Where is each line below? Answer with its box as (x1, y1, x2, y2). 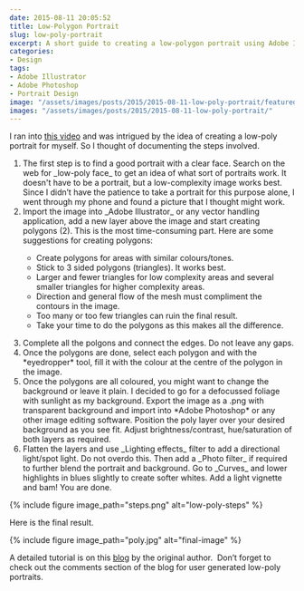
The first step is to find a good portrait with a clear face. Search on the (22, 158, 286, 169)
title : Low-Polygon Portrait (9, 22, 119, 31)
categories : (9, 47, 54, 56)
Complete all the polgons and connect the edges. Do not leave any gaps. (22, 337, 294, 349)
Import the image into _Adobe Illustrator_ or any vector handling (22, 206, 261, 218)
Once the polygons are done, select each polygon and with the (22, 347, 258, 358)
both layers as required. (22, 434, 111, 445)
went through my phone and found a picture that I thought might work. (22, 197, 286, 208)
